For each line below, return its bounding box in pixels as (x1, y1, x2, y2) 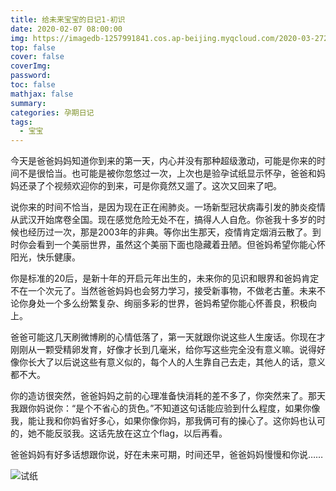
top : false (10, 42, 56, 53)
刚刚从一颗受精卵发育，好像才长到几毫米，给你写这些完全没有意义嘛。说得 (10, 344, 317, 356)
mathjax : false (10, 89, 74, 99)
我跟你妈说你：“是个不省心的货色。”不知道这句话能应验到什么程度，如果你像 (10, 402, 321, 415)
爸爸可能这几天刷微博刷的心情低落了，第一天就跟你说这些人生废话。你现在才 (10, 331, 326, 343)
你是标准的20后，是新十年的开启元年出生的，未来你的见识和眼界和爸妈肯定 (10, 272, 320, 285)
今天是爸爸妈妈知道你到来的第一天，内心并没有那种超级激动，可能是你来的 (10, 155, 317, 167)
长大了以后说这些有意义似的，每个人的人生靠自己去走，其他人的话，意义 (27, 356, 326, 368)
